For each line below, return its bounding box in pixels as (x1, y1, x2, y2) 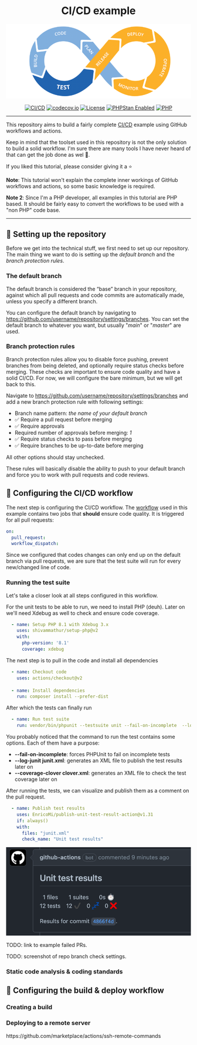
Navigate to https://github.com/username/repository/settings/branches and (6, 392, 189, 399)
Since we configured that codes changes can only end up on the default (6, 552, 181, 559)
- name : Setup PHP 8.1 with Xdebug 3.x (11, 621, 109, 627)
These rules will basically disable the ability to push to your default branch (6, 465, 186, 472)
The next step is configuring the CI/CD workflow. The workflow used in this (6, 503, 188, 511)
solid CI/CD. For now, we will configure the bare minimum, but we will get (6, 374, 183, 381)
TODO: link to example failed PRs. (6, 942, 87, 949)
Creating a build (6, 1003, 53, 1012)
